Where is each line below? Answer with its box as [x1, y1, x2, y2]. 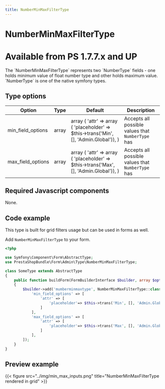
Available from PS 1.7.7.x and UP [5, 51, 137, 62]
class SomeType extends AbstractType [5, 268, 82, 274]
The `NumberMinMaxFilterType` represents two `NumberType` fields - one [5, 67, 156, 73]
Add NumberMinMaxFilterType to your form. [5, 237, 91, 243]
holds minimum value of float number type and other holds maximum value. [5, 72, 158, 78]
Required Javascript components [5, 186, 110, 195]
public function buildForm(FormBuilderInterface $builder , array [14, 278, 151, 283]
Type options [5, 92, 47, 101]
